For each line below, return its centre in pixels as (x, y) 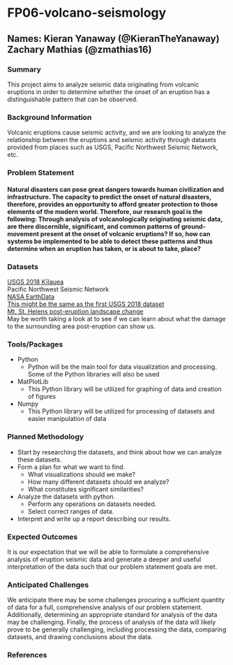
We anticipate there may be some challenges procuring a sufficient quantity (116, 600)
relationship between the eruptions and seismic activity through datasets (112, 140)
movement (23, 234)
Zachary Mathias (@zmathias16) (80, 49)
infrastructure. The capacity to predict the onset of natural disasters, (109, 197)
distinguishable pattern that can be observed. (73, 99)
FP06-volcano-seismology (87, 13)
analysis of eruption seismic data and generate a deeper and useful (104, 559)
